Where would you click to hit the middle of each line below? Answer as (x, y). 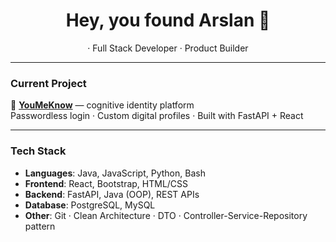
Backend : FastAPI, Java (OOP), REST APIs (112, 194)
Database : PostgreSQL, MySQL (90, 205)
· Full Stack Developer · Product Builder (168, 48)
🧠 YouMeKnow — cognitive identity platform (102, 105)
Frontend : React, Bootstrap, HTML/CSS (106, 183)
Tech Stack (38, 151)
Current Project (48, 83)
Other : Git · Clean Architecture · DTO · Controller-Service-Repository (166, 215)
